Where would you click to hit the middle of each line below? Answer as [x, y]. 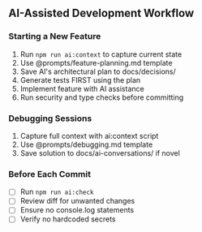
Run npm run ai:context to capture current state [101, 54]
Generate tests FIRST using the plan [80, 79]
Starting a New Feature [55, 37]
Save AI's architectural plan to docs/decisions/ [98, 71]
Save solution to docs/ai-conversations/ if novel [100, 153]
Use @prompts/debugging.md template [86, 144]
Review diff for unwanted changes [77, 201]
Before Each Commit [50, 174]
